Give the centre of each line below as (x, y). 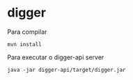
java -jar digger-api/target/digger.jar (67, 70)
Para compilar (27, 32)
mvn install (24, 44)
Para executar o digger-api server (56, 57)
